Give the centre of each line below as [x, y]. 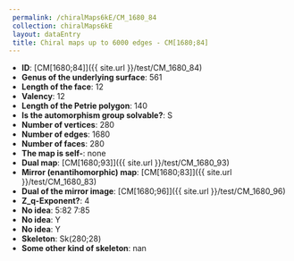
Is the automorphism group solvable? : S [97, 115]
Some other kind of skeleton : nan [84, 248]
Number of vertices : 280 [68, 125]
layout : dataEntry [46, 34]
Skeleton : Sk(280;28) [61, 239]
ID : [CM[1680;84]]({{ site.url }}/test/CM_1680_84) [112, 68]
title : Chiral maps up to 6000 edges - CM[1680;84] [110, 42]
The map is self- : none [63, 154]
